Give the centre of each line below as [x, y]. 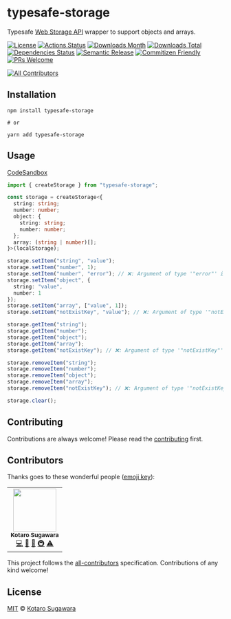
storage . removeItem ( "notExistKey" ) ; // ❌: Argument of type [96, 388]
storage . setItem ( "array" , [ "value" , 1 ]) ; [67, 306]
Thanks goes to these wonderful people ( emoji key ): [81, 477]
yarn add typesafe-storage [46, 135]
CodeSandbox [27, 172]
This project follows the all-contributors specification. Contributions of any [113, 563]
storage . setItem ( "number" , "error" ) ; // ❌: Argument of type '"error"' [112, 274]
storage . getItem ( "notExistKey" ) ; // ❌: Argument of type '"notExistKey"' [115, 350]
